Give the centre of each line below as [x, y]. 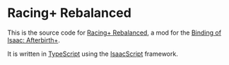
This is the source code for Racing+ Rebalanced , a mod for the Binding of [114, 32]
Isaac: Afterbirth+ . [34, 40]
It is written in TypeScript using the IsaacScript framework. [93, 54]
